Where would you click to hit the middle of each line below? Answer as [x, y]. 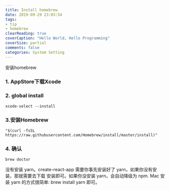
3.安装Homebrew [27, 120]
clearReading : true [26, 33]
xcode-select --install [30, 106]
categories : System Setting [35, 52]
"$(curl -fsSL [20, 131]
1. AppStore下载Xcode [33, 82]
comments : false [22, 48]
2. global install [25, 96]
